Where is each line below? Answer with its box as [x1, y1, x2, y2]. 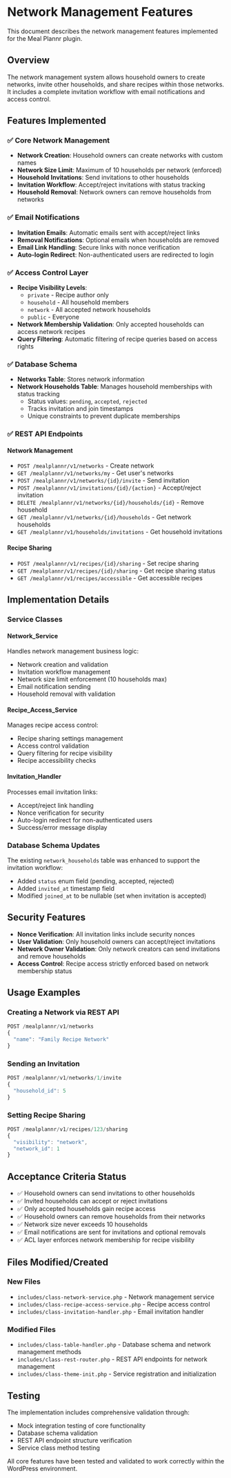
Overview [7, 55, 50, 66]
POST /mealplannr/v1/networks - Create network [17, 461, 154, 470]
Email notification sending [17, 683, 91, 691]
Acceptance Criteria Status [7, 1170, 127, 1183]
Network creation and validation [17, 661, 108, 669]
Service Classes [7, 614, 63, 624]
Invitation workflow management [17, 668, 111, 676]
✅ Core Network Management [7, 136, 110, 145]
